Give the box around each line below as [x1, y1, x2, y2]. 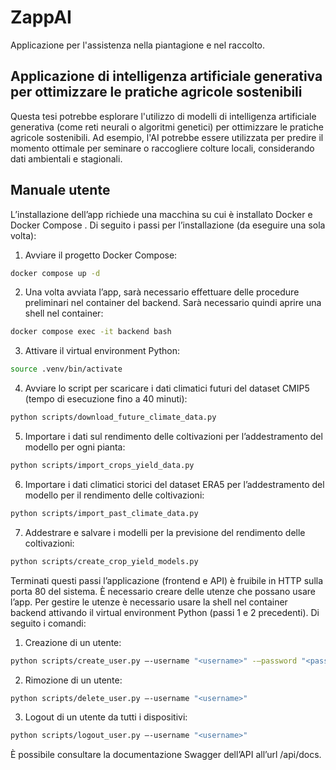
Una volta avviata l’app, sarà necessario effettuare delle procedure [24, 286, 300, 298]
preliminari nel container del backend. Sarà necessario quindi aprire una [24, 297, 322, 309]
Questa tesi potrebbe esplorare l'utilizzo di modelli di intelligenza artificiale [10, 110, 317, 122]
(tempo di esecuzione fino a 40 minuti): [24, 393, 188, 405]
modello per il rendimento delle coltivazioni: [24, 489, 205, 501]
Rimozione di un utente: [24, 674, 123, 686]
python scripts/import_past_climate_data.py [10, 508, 199, 518]
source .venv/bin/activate [10, 364, 123, 375]
